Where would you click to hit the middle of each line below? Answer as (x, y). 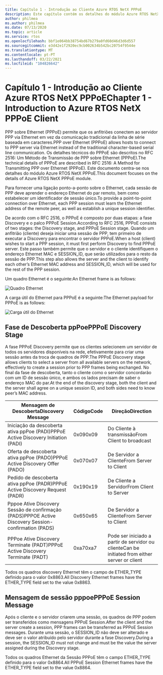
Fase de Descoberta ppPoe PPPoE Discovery (73, 327)
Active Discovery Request (37, 490)
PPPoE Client (32, 119)
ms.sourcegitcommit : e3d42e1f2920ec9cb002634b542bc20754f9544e (70, 46)
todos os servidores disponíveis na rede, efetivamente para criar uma (74, 352)
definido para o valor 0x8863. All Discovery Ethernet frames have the (74, 577)
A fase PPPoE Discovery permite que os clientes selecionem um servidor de (81, 346)
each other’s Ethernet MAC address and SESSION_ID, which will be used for (81, 264)
